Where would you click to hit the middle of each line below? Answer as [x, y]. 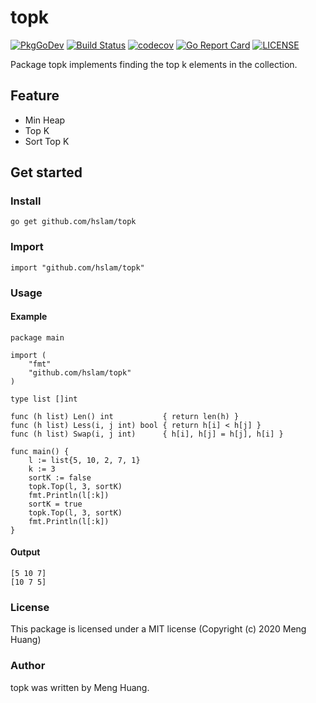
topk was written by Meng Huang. [80, 687]
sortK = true [55, 504]
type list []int [44, 399]
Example [29, 317]
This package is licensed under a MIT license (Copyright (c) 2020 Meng [158, 629]
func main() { [40, 451]
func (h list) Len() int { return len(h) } [125, 416]
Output [25, 552]
